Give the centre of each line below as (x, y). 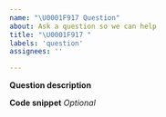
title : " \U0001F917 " (51, 34)
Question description (51, 85)
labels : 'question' (47, 43)
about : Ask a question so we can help (83, 26)
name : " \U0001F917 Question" (65, 18)
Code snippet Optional (52, 103)
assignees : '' (36, 52)
